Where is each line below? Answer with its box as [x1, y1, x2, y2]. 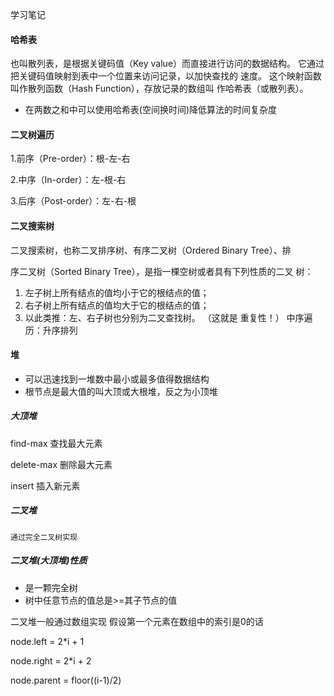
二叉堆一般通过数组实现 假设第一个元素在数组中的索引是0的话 [10, 615, 264, 627]
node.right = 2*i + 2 [10, 654, 92, 667]
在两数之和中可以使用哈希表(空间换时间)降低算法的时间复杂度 [24, 104, 278, 116]
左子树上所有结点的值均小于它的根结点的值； [24, 286, 210, 298]
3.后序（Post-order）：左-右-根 [10, 195, 137, 207]
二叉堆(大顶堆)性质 [10, 554, 88, 567]
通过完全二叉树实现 [10, 532, 78, 542]
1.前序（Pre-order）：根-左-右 [10, 153, 131, 165]
